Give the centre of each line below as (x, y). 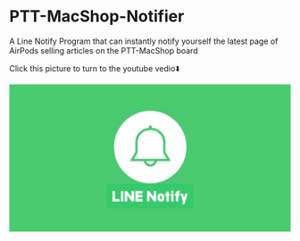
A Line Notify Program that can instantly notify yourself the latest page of (144, 41)
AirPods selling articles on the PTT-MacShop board (104, 50)
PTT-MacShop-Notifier (97, 17)
